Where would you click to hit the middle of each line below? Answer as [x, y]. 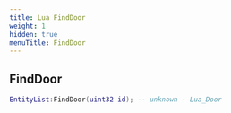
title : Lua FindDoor [48, 17]
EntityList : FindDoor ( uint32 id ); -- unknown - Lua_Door [115, 100]
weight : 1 [28, 26]
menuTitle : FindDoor [48, 43]
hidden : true [34, 34]
